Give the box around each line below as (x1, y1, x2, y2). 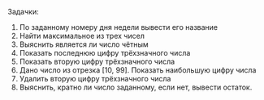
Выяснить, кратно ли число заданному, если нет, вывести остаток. (19, 82, 253, 92)
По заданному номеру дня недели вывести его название (19, 23, 219, 31)
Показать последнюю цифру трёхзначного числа (19, 48, 191, 57)
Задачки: (7, 7, 39, 16)
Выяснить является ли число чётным (19, 40, 149, 49)
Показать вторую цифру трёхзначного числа (19, 56, 175, 66)
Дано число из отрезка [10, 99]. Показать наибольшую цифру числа (19, 65, 257, 75)
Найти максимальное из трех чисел (19, 31, 145, 40)
